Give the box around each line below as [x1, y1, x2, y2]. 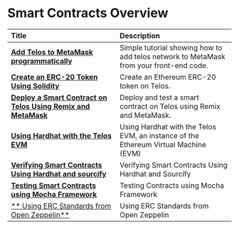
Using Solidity [11, 80, 60, 90]
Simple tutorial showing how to [119, 43, 223, 53]
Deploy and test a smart [119, 92, 199, 102]
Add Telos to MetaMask [11, 47, 94, 57]
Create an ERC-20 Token [11, 72, 98, 82]
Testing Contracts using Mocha [119, 180, 224, 190]
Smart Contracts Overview [7, 5, 169, 21]
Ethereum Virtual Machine [119, 139, 206, 149]
